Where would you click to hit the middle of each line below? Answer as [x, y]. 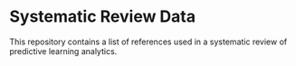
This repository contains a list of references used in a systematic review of [148, 42]
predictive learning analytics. [63, 51]
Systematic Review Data [103, 17]
